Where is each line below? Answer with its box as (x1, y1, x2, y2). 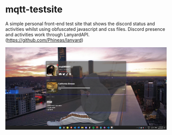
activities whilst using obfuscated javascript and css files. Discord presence (5, 26, 165, 32)
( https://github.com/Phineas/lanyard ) (5, 37, 83, 43)
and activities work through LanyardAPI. (5, 31, 90, 37)
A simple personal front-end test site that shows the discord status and (5, 21, 155, 27)
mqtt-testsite (5, 4, 63, 15)
